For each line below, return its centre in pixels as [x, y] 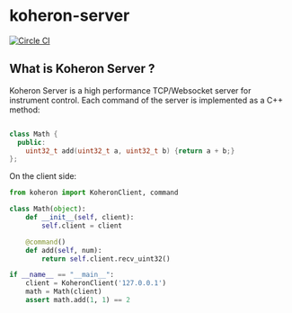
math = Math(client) [64, 292]
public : [32, 142]
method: [25, 110]
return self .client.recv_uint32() [106, 259]
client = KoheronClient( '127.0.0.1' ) [96, 283]
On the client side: [43, 176]
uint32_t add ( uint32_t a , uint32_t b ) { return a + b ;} [130, 151]
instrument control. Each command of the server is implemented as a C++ [146, 100]
